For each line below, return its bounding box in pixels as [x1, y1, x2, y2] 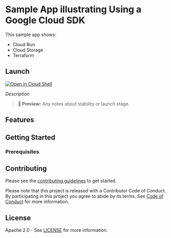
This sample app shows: [5, 31, 57, 37]
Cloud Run [12, 41, 35, 47]
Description [5, 91, 30, 97]
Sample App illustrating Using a [5, 4, 142, 15]
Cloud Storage [12, 47, 43, 53]
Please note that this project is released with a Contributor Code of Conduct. [5, 188, 166, 194]
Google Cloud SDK [5, 14, 85, 26]
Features [5, 115, 34, 124]
